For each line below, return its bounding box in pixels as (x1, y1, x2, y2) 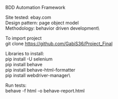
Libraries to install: (5, 51, 45, 56)
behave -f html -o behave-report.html (5, 88, 85, 94)
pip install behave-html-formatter (5, 67, 75, 73)
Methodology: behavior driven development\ (5, 25, 100, 31)
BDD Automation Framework (5, 5, 66, 10)
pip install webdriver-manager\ (5, 72, 71, 78)
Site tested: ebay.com (5, 14, 51, 20)
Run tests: (5, 82, 27, 88)
